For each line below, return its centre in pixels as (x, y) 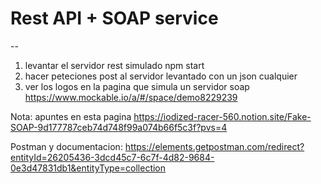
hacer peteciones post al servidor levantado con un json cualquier (161, 76)
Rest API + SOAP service (114, 18)
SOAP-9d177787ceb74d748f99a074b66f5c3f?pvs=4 (119, 127)
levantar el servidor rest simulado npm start (114, 65)
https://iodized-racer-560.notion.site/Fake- (222, 116)
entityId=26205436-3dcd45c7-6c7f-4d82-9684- (112, 157)
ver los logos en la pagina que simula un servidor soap (137, 86)
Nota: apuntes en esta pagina (71, 116)
